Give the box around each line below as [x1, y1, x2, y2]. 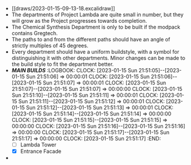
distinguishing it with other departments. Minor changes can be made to [11, 55, 186, 61]
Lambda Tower [20, 141, 57, 148]
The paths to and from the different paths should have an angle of [11, 36, 171, 43]
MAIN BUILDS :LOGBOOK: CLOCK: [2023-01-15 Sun [11, 67, 138, 73]
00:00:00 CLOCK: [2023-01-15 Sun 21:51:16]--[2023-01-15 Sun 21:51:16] [11, 122, 186, 129]
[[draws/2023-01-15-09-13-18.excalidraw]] [11, 5, 115, 12]
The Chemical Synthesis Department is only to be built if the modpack [11, 23, 180, 30]
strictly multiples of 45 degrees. [11, 42, 89, 49]
